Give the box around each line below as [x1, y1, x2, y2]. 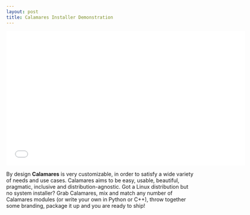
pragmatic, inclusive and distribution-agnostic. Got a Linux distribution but [6, 183, 189, 190]
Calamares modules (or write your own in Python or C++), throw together [6, 195, 186, 203]
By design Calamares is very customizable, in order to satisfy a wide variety [6, 170, 194, 177]
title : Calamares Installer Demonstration [6, 14, 113, 20]
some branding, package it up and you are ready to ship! [6, 202, 146, 209]
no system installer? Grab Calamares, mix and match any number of [6, 189, 173, 196]
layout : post [6, 8, 39, 15]
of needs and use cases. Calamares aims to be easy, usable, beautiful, [6, 177, 180, 184]
